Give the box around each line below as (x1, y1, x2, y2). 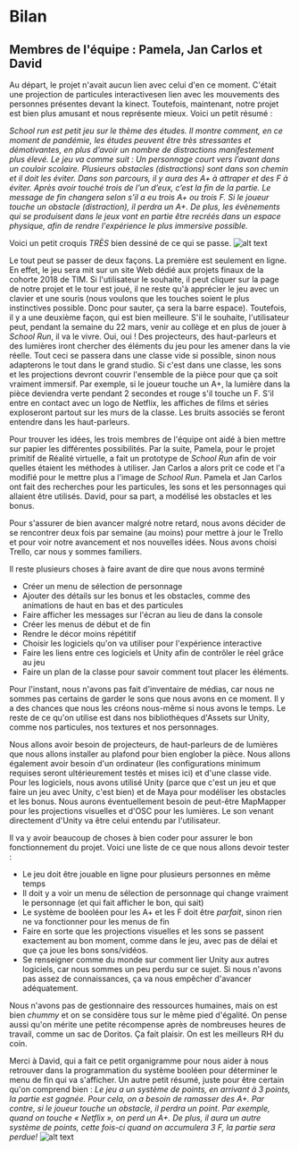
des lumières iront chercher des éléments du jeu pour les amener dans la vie (9, 341, 291, 351)
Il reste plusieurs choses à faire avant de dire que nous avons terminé (9, 563, 265, 574)
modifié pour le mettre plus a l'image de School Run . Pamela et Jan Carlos (9, 472, 283, 482)
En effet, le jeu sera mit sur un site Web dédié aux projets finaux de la (9, 265, 264, 275)
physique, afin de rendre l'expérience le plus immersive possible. (9, 221, 248, 231)
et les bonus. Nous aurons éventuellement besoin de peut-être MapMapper (9, 796, 287, 807)
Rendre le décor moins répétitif (21, 629, 137, 639)
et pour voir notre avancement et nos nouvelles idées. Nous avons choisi (9, 537, 277, 547)
